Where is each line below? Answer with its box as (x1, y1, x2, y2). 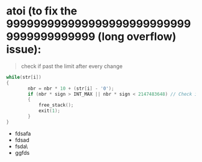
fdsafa (14, 129, 31, 137)
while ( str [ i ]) (6, 74, 42, 80)
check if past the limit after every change (20, 62, 123, 70)
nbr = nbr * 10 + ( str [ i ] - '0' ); (28, 86, 114, 92)
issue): (6, 43, 41, 57)
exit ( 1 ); (38, 108, 61, 114)
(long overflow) (97, 30, 177, 43)
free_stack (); (38, 102, 74, 108)
